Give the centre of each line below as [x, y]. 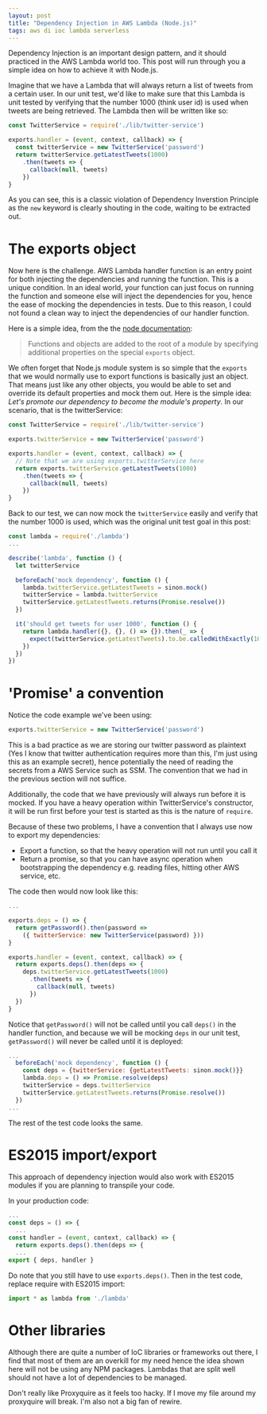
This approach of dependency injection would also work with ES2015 [121, 1177]
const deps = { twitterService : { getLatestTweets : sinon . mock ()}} [133, 1070]
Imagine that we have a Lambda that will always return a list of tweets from [131, 85]
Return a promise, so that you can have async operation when [121, 859]
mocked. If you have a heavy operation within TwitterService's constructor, [131, 803]
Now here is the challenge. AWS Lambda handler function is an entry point [130, 271]
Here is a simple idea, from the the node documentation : [101, 328]
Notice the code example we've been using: [80, 715]
